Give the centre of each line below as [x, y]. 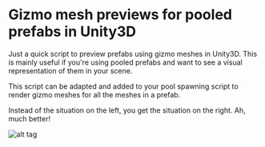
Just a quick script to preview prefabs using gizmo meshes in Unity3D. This [133, 54]
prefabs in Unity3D [72, 32]
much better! [29, 118]
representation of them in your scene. [70, 70]
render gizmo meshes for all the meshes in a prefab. [94, 94]
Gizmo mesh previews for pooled [120, 15]
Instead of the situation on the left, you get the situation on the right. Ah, [127, 110]
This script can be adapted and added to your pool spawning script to [123, 86]
